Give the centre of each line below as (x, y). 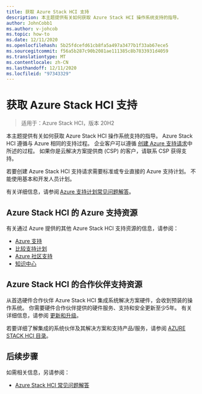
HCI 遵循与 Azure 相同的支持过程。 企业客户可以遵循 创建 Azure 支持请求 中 (99, 144)
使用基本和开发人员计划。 (43, 179)
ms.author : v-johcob (32, 29)
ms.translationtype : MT (36, 57)
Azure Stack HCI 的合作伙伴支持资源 (74, 284)
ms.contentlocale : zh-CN (37, 62)
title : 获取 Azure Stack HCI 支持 (48, 12)
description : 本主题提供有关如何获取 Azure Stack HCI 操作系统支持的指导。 (94, 17)
